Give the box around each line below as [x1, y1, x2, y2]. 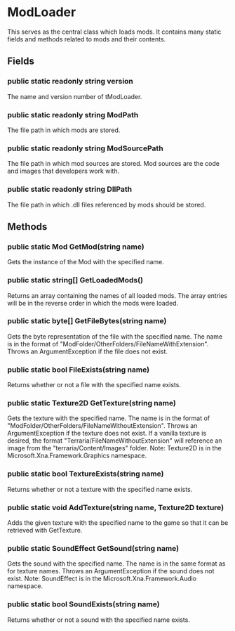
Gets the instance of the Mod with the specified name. [7, 258, 165, 266]
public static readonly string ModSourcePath [7, 143, 163, 153]
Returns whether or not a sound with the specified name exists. [7, 616, 191, 624]
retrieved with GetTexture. [7, 526, 83, 534]
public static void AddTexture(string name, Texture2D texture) [7, 502, 224, 512]
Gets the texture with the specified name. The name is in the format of [7, 414, 210, 422]
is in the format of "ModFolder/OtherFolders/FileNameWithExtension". [7, 339, 209, 348]
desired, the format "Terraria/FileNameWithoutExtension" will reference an [7, 436, 222, 445]
